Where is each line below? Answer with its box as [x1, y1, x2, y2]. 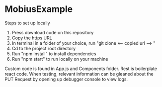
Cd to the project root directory [11, 45, 76, 51]
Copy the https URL [11, 35, 53, 41]
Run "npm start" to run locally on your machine [11, 56, 108, 62]
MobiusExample [4, 3, 73, 15]
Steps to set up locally [4, 20, 50, 26]
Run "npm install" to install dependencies [11, 51, 96, 57]
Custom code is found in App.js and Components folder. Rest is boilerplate [4, 66, 158, 72]
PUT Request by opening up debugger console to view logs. [4, 76, 128, 82]
